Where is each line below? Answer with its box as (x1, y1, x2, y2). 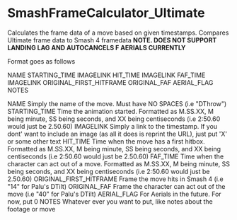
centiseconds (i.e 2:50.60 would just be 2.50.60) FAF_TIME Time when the (7, 152, 224, 161)
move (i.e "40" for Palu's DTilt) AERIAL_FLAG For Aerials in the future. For (7, 190, 221, 198)
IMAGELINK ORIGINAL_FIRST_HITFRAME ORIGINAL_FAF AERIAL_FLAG (7, 78, 214, 86)
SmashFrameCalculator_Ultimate (7, 5, 205, 21)
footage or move (7, 204, 56, 213)
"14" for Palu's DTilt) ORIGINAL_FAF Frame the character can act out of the (7, 182, 226, 190)
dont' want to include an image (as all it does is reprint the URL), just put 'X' (7, 129, 228, 138)
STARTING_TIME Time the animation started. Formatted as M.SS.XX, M (7, 107, 214, 115)
